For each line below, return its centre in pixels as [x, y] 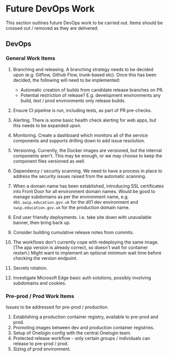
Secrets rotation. [30, 268]
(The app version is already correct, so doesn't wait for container [80, 247]
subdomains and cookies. [40, 283]
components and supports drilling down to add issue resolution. [79, 140]
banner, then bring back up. [42, 222]
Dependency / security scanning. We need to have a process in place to [88, 171]
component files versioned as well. [49, 161]
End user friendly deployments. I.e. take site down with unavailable [82, 217]
